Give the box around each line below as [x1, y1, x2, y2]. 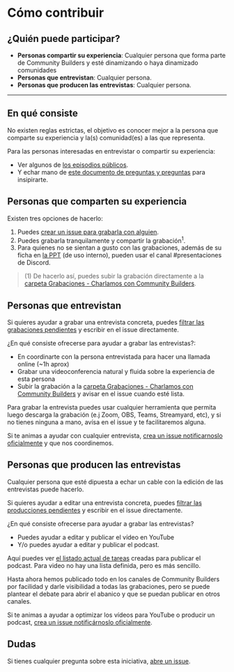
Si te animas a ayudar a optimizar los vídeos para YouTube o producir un [7, 611, 215, 619]
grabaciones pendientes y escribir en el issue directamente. [7, 326, 179, 334]
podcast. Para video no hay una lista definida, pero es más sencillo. [7, 561, 201, 569]
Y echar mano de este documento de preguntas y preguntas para [17, 167, 205, 176]
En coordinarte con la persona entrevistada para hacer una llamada [17, 352, 211, 361]
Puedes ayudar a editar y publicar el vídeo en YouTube [17, 532, 175, 542]
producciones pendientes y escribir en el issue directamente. [7, 506, 183, 514]
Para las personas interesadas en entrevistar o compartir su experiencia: [7, 147, 216, 155]
